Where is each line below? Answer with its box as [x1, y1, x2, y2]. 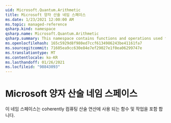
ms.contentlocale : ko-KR [5, 55, 58, 60]
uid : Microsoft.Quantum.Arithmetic [5, 7, 81, 13]
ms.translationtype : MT [5, 50, 56, 55]
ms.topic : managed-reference [5, 21, 67, 27]
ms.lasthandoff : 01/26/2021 [5, 60, 65, 65]
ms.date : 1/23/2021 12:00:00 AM [5, 17, 74, 22]
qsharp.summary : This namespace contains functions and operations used [5, 36, 163, 41]
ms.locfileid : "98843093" [5, 64, 60, 69]
